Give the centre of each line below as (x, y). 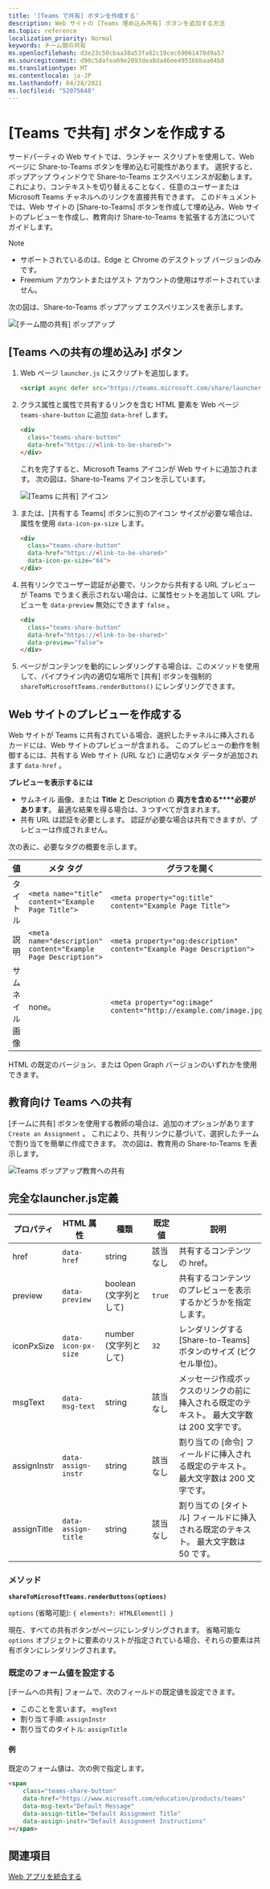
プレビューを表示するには (51, 782)
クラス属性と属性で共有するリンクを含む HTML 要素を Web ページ (129, 404)
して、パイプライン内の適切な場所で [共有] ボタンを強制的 (116, 676)
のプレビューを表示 (215, 1290)
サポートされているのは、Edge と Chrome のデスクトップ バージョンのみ (140, 260)
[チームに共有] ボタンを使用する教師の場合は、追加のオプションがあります (131, 1123)
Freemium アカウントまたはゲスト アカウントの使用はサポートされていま (140, 280)
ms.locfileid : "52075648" (51, 91)
